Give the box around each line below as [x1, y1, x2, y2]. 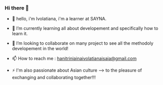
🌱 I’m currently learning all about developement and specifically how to [11, 25, 158, 31]
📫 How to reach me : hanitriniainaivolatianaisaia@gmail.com [11, 56, 137, 62]
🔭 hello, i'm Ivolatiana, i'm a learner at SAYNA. [11, 16, 107, 22]
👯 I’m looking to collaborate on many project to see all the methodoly [11, 40, 153, 46]
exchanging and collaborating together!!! [11, 75, 96, 81]
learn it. [11, 31, 28, 37]
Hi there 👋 [4, 4, 29, 11]
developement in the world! [11, 46, 68, 52]
